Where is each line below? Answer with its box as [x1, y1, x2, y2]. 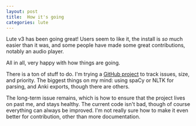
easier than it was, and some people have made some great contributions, [6, 42, 185, 49]
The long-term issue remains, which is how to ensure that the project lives [6, 94, 185, 101]
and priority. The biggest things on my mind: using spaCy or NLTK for [6, 77, 174, 84]
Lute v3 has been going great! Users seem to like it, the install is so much [6, 36, 183, 43]
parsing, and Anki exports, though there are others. [6, 83, 130, 90]
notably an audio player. [6, 48, 65, 55]
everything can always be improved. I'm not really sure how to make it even [6, 107, 189, 114]
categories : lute [6, 19, 49, 25]
